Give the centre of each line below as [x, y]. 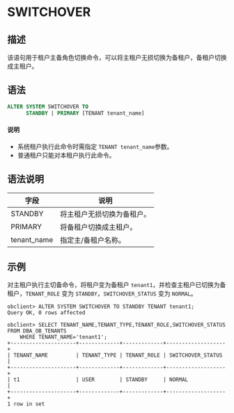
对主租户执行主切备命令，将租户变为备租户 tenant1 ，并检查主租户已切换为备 [117, 285]
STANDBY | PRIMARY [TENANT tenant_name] [85, 113]
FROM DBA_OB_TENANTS [37, 331]
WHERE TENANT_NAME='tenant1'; [64, 337]
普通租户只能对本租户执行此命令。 [66, 155]
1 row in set [26, 404]
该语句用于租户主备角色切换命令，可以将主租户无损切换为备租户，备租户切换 [117, 57]
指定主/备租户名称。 [93, 240]
